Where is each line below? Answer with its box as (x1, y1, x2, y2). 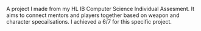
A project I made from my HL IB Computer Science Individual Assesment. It (6, 5, 195, 12)
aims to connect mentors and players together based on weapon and (6, 12, 180, 19)
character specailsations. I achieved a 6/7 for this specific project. (6, 18, 172, 25)
